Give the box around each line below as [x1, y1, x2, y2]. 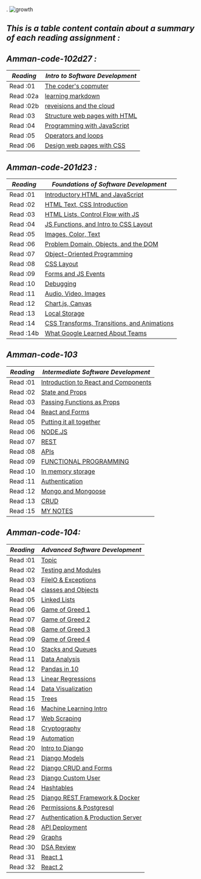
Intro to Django [41, 744, 84, 752]
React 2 [41, 863, 64, 871]
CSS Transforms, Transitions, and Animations [44, 319, 174, 328]
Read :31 [9, 853, 35, 861]
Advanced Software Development [41, 545, 141, 554]
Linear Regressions [41, 674, 96, 683]
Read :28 [9, 823, 35, 831]
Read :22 [9, 763, 35, 772]
